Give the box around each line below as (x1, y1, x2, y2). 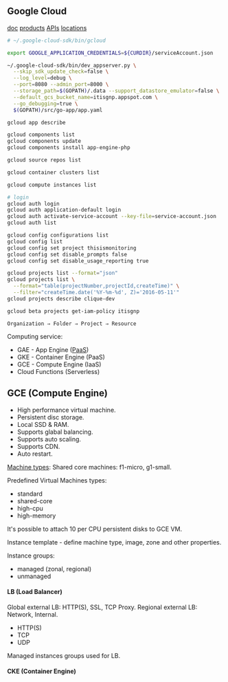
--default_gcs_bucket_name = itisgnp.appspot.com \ (13, 93, 158, 100)
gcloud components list (7, 131, 76, 138)
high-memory (16, 511, 56, 520)
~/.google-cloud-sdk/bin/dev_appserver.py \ (7, 62, 137, 69)
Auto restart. (16, 450, 53, 458)
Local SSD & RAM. (16, 420, 69, 428)
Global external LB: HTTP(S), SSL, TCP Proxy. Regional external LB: (7, 603, 198, 611)
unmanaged (16, 572, 52, 580)
